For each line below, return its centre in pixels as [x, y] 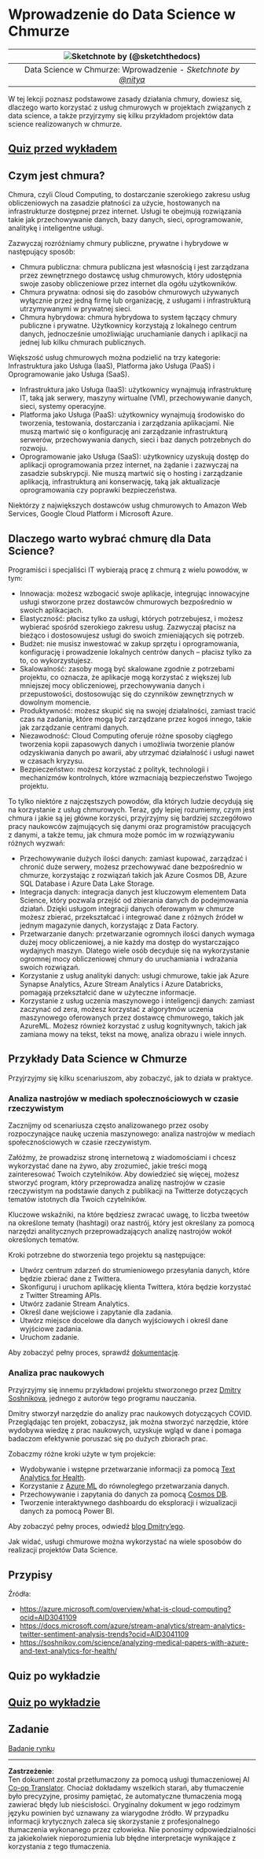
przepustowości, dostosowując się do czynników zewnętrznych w [126, 693]
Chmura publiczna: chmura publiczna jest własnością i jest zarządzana [134, 267]
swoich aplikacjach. [51, 610]
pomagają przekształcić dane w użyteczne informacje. [108, 992]
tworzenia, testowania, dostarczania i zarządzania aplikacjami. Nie [126, 423]
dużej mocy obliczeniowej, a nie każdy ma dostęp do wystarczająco [129, 942]
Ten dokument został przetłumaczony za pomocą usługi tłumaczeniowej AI [129, 1779]
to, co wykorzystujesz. [56, 660]
